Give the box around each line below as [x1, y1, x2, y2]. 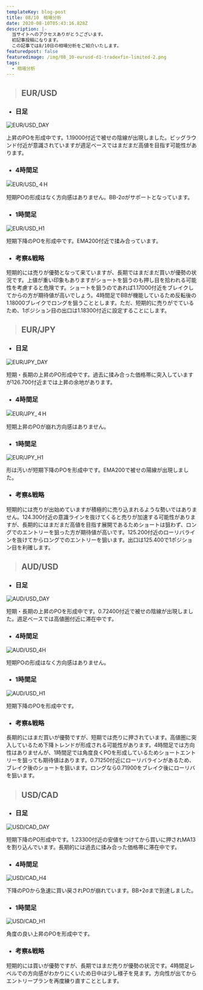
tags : [6, 60, 20, 66]
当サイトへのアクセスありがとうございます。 [12, 32, 106, 38]
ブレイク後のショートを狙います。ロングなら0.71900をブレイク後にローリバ [6, 764, 196, 772]
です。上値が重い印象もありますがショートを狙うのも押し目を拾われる [11, 276, 186, 283]
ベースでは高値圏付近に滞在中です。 [27, 615, 117, 623]
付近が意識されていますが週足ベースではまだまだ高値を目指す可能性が [16, 142, 192, 149]
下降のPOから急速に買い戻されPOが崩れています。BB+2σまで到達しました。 [6, 887, 197, 894]
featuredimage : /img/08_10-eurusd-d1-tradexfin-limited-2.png [6, 54, 167, 60]
